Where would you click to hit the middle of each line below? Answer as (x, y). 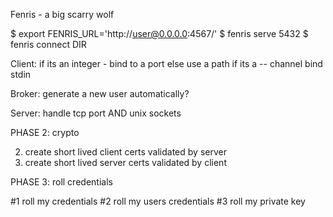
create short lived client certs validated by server (125, 152)
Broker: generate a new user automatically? (100, 93)
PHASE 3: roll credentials (61, 182)
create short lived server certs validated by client (125, 162)
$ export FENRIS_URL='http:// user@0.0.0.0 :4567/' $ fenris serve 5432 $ (159, 33)
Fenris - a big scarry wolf (62, 14)
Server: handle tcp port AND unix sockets (96, 113)
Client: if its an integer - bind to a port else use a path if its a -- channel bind (166, 63)
